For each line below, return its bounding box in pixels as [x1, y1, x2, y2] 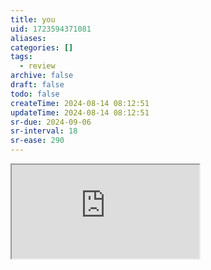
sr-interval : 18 [10, 126, 78, 136]
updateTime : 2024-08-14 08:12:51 [10, 107, 150, 118]
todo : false [10, 89, 60, 99]
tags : [10, 52, 33, 62]
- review [19, 61, 56, 71]
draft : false [10, 80, 65, 90]
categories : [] [10, 42, 74, 53]
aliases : [10, 33, 47, 43]
